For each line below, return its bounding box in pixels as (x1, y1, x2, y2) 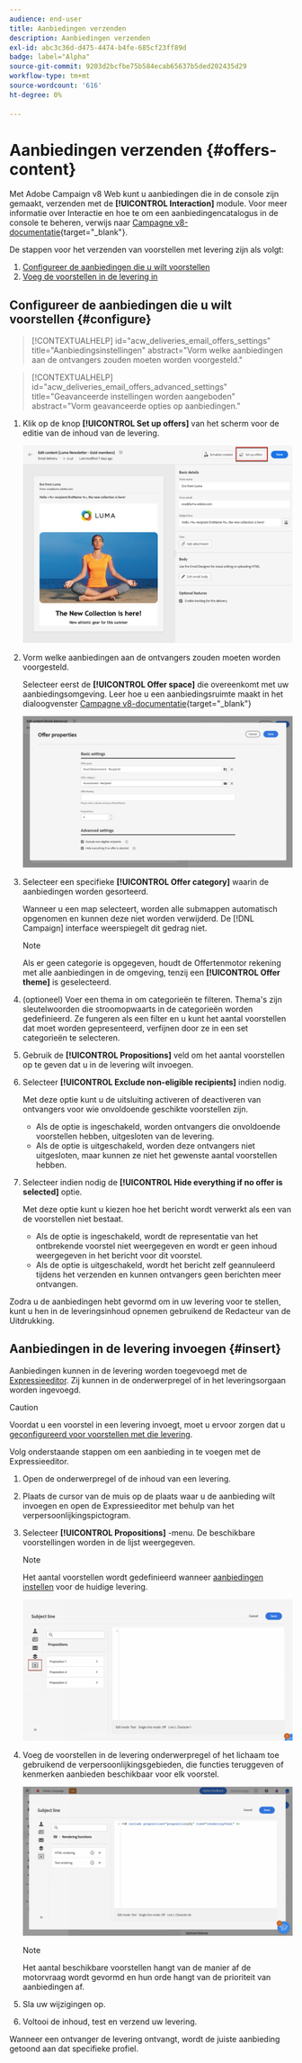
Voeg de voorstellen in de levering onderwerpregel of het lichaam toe (22, 1749, 280, 1760)
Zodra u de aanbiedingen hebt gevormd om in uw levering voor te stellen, (9, 1296, 281, 1307)
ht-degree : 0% (9, 90, 63, 99)
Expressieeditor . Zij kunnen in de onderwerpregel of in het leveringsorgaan (9, 1374, 286, 1385)
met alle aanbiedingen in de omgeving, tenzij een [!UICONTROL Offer (22, 968, 280, 978)
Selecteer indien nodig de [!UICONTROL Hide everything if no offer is (22, 1177, 283, 1188)
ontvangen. (35, 1279, 79, 1290)
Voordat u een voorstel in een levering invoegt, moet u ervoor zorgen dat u (9, 1419, 286, 1430)
